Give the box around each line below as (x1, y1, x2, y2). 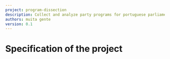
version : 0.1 (5, 21, 33, 27)
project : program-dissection (5, 7, 67, 13)
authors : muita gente (5, 17, 51, 22)
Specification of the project (5, 43, 123, 54)
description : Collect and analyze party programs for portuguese (5, 12, 146, 17)
